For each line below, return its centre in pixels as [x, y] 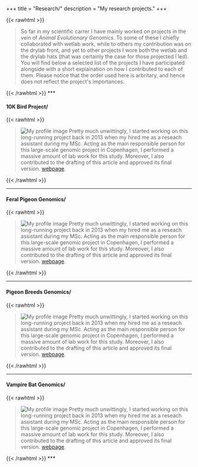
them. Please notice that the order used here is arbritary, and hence [103, 75]
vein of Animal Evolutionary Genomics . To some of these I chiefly [100, 37]
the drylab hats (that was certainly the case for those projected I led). [105, 56]
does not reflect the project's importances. [72, 81]
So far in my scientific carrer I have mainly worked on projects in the [103, 31]
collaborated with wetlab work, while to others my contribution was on [106, 44]
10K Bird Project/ [27, 106]
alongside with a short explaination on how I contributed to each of [102, 69]
